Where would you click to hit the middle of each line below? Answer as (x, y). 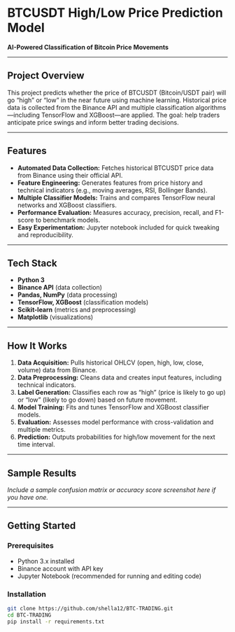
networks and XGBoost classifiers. (67, 205)
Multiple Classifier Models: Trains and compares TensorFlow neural (116, 197)
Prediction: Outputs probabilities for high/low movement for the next (116, 437)
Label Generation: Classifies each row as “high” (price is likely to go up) (121, 393)
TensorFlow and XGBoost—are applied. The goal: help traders (131, 115)
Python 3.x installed (46, 561)
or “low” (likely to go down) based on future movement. (97, 400)
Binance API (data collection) (60, 288)
